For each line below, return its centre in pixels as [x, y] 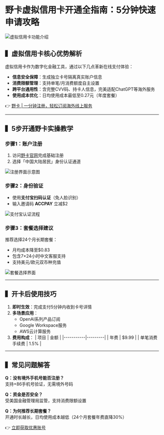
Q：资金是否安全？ [24, 394]
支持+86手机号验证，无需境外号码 [39, 384]
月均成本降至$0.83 [31, 250]
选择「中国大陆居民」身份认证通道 [46, 162]
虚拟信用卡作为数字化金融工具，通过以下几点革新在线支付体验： [69, 66]
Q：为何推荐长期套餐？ [28, 411]
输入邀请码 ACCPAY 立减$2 [40, 203]
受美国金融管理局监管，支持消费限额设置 [46, 400]
